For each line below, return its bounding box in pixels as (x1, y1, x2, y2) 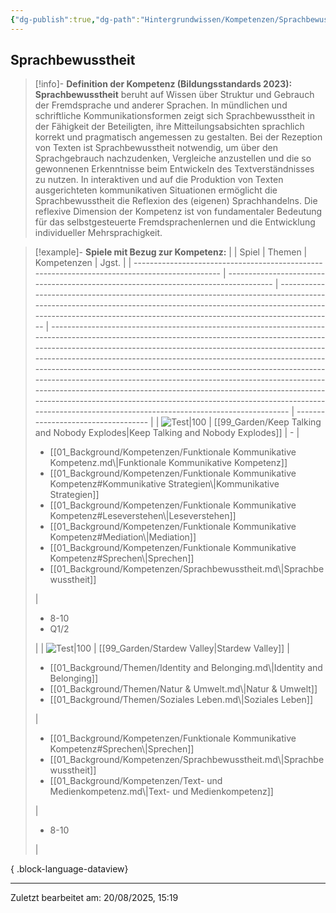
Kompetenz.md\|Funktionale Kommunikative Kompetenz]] (49, 457, 288, 469)
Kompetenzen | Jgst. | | (34, 257, 132, 269)
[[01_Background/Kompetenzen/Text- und (49, 775, 223, 787)
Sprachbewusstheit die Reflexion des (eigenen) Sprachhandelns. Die (34, 195, 318, 207)
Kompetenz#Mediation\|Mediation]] (49, 531, 197, 543)
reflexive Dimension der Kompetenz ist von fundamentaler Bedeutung (34, 206, 323, 218)
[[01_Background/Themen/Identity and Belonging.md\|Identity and (49, 662, 323, 674)
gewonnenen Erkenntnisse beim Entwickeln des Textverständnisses (34, 163, 315, 175)
